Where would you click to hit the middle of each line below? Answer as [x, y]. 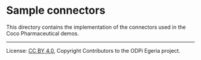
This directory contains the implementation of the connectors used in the [96, 27]
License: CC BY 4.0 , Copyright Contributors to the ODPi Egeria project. [93, 50]
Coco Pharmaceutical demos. [43, 33]
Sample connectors [56, 10]
